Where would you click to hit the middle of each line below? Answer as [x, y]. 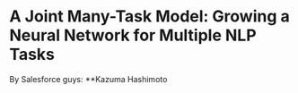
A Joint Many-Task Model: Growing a [149, 17]
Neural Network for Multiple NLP [133, 35]
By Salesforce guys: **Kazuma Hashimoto [88, 79]
